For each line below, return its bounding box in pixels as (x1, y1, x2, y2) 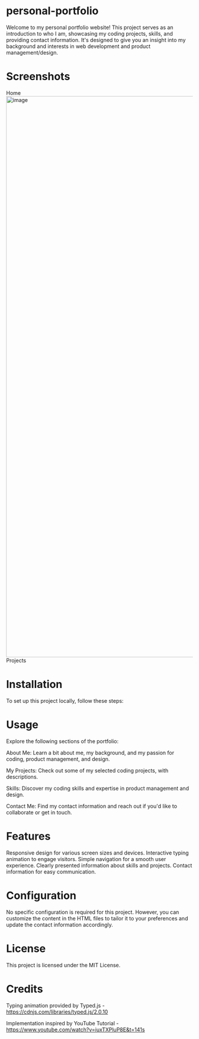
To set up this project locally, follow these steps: (6, 697, 124, 704)
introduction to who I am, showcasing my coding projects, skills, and (6, 30, 174, 37)
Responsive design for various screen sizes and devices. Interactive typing (6, 849, 189, 856)
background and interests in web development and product (6, 43, 151, 50)
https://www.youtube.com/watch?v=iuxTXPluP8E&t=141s (6, 1026, 145, 1033)
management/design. (6, 49, 58, 56)
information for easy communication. (6, 868, 97, 875)
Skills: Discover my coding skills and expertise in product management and (6, 785, 190, 792)
